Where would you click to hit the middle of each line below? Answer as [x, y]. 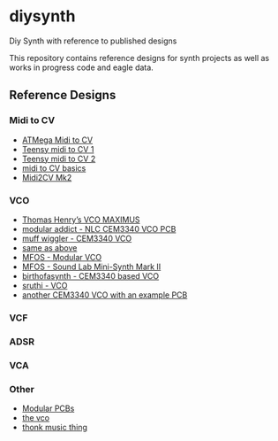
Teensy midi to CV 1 [58, 149]
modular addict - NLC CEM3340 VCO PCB [99, 228]
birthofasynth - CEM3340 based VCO [90, 275]
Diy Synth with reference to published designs [93, 41]
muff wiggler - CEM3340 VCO [77, 238]
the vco [36, 417]
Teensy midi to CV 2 [59, 159]
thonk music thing [55, 427]
